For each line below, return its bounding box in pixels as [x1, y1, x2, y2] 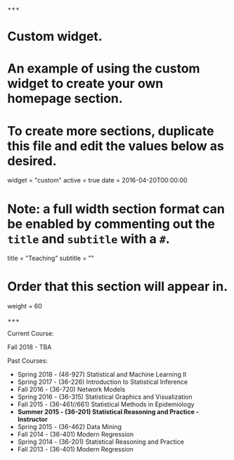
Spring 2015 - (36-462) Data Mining [17, 423, 122, 431]
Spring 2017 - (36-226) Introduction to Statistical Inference [17, 378, 188, 386]
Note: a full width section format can [7, 201, 225, 217]
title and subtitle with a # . [7, 230, 170, 247]
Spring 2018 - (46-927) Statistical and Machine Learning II [17, 371, 187, 379]
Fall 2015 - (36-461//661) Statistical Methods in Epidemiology [17, 400, 195, 409]
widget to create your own [7, 75, 164, 92]
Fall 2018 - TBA [7, 343, 52, 352]
